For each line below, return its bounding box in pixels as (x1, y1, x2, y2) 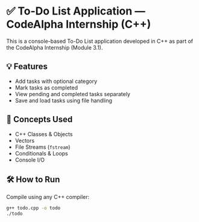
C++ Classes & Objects (14, 130, 73, 137)
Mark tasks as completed (14, 83, 78, 91)
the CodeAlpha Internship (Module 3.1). (6, 44, 103, 51)
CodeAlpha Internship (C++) (6, 18, 151, 31)
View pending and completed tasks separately (14, 90, 131, 97)
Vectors (14, 137, 35, 144)
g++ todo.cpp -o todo (6, 205, 61, 211)
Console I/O (14, 156, 45, 163)
